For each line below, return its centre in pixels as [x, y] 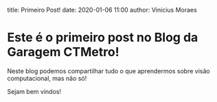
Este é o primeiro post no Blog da [103, 38]
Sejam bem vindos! [34, 91]
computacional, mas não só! [47, 78]
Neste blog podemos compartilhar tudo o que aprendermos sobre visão [109, 71]
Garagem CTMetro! [63, 52]
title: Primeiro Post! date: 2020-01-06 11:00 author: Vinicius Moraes [102, 10]
